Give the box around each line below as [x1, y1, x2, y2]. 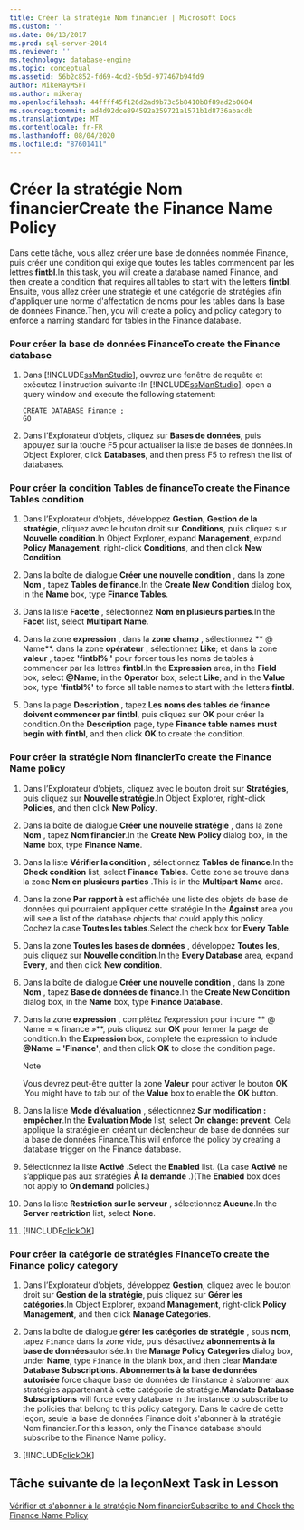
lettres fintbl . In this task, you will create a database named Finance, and [9, 267, 279, 278]
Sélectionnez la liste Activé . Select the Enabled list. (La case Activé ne [22, 1161, 288, 1172]
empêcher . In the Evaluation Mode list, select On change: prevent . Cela [22, 1115, 292, 1126]
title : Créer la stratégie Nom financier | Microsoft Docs [9, 13, 237, 23]
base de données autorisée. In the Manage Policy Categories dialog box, [22, 1345, 294, 1356]
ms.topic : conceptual [9, 64, 91, 73]
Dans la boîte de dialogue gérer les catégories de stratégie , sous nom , [22, 1326, 291, 1337]
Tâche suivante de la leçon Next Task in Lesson [9, 1476, 279, 1492]
